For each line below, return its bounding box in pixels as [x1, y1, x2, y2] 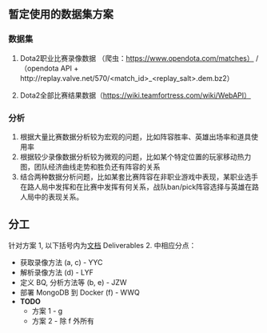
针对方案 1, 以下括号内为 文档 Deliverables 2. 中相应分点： [8, 240, 197, 250]
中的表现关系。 [34, 191, 84, 202]
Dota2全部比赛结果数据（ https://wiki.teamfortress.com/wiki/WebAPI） [19, 90, 252, 100]
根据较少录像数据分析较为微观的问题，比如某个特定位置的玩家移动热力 [19, 151, 252, 162]
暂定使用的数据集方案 [8, 7, 114, 22]
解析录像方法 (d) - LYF [19, 267, 94, 277]
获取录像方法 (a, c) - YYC [19, 257, 103, 267]
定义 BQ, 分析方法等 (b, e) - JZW [19, 277, 127, 287]
